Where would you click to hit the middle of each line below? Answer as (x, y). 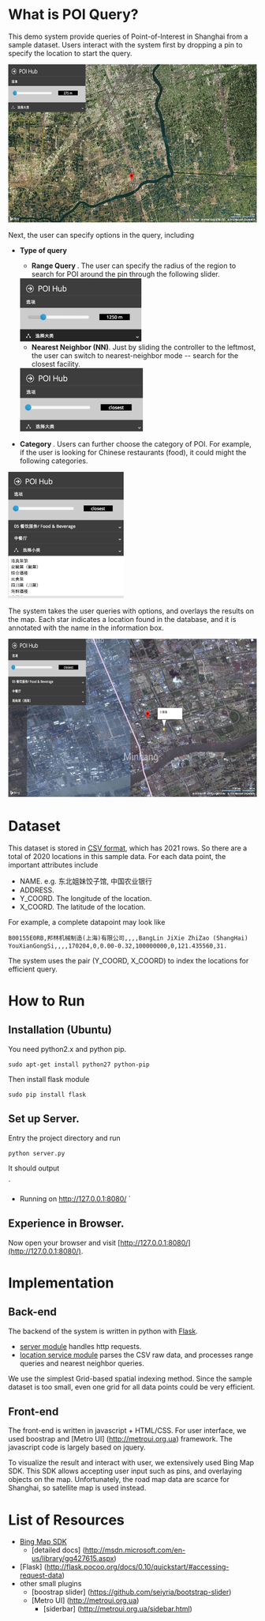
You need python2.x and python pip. (67, 1049)
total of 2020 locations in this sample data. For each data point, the (117, 856)
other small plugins (50, 1584)
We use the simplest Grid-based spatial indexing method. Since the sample (130, 1378)
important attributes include (53, 865)
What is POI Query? (73, 15)
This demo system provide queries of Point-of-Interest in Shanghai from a (128, 36)
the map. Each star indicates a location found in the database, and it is (122, 619)
